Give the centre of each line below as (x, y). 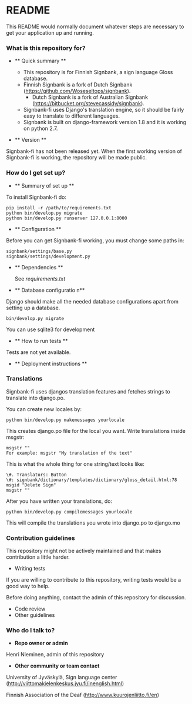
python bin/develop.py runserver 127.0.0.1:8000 (67, 218)
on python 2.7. (41, 129)
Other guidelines (35, 615)
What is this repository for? (46, 48)
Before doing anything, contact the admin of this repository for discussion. (96, 598)
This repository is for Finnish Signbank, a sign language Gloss (98, 72)
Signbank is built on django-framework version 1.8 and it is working (105, 122)
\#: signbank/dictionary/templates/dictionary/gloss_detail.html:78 (92, 480)
